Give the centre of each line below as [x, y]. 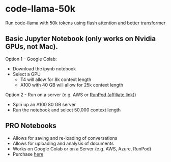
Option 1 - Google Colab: [31, 59]
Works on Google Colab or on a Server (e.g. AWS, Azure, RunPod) [82, 149]
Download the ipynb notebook [44, 68]
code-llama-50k [40, 9]
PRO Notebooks [31, 126]
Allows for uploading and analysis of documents [63, 143]
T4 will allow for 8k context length [56, 79]
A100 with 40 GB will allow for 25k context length [72, 85]
